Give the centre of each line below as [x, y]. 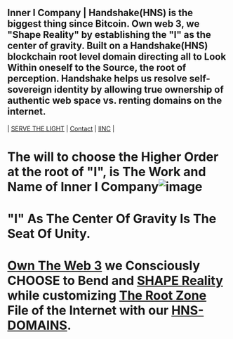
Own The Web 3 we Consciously [104, 266]
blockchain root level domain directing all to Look [117, 57]
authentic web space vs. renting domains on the [115, 101]
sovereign [30, 89]
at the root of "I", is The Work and [107, 172]
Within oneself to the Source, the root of [97, 68]
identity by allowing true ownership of [139, 89]
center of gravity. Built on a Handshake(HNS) [108, 46]
